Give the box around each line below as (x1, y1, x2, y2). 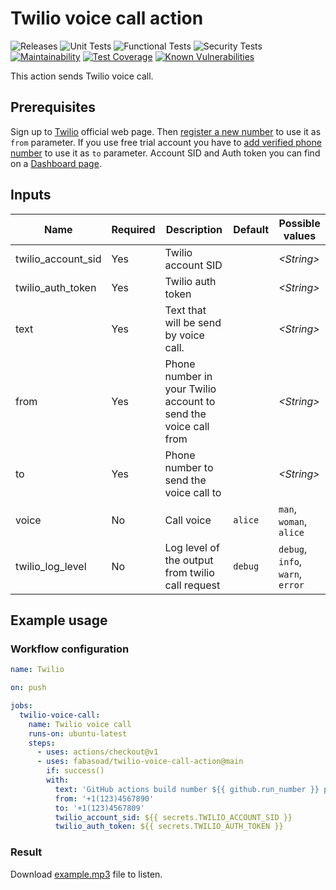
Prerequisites (10, 99, 96, 116)
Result (10, 845, 43, 859)
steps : (28, 738, 56, 748)
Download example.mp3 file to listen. (10, 868, 163, 880)
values (283, 228, 317, 242)
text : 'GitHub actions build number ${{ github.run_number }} (54, 784, 320, 794)
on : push (10, 683, 47, 693)
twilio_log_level (15, 559, 87, 573)
